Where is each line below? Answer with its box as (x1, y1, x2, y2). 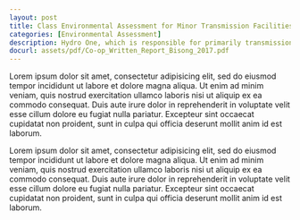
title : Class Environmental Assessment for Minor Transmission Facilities (9, 21, 294, 30)
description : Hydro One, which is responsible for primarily (9, 38, 242, 47)
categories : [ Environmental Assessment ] (9, 30, 162, 38)
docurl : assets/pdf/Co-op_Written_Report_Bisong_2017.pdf (9, 47, 229, 55)
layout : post (9, 13, 58, 22)
